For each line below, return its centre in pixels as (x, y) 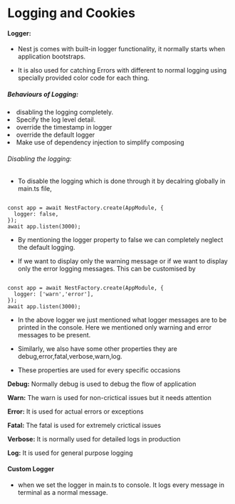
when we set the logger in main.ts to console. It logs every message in (121, 485)
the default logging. (46, 247)
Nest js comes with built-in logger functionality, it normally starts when (121, 49)
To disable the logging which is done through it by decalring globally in (121, 181)
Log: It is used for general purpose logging (70, 453)
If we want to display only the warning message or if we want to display (122, 261)
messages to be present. (54, 335)
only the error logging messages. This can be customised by (106, 268)
